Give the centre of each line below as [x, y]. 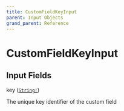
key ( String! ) [23, 90]
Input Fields [29, 76]
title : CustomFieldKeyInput [42, 12]
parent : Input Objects [35, 18]
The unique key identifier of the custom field [61, 102]
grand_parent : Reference [38, 23]
